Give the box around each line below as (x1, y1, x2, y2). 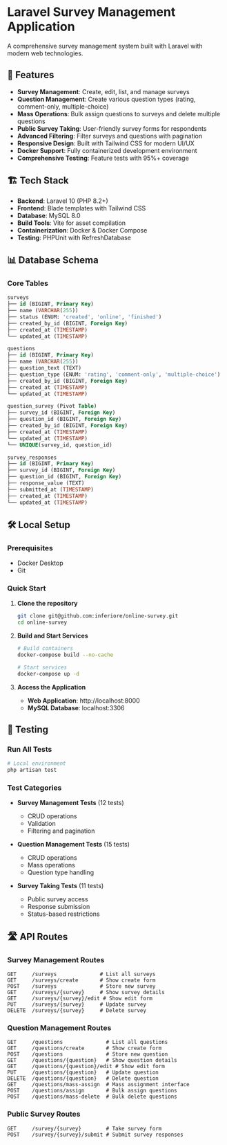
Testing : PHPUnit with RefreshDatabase (17, 233, 131, 242)
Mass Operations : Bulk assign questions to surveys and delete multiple (17, 109, 221, 118)
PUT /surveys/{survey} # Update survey (7, 1001, 147, 1008)
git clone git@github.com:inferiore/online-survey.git (17, 613, 179, 620)
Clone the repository (17, 599, 78, 608)
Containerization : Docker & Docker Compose (17, 226, 148, 234)
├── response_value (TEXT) (7, 480, 85, 487)
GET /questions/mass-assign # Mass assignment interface (7, 1081, 190, 1088)
